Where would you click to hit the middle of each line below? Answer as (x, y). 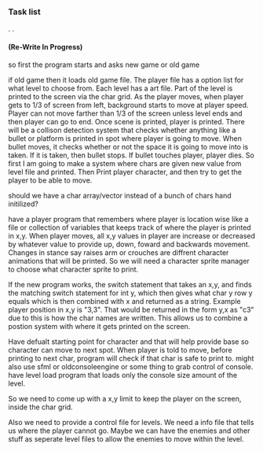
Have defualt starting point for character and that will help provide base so (128, 342)
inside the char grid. (40, 407)
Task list (24, 12)
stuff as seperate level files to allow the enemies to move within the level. (126, 438)
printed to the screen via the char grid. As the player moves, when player (126, 96)
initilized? (24, 204)
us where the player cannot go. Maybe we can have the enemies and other (129, 431)
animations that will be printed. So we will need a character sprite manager (129, 261)
